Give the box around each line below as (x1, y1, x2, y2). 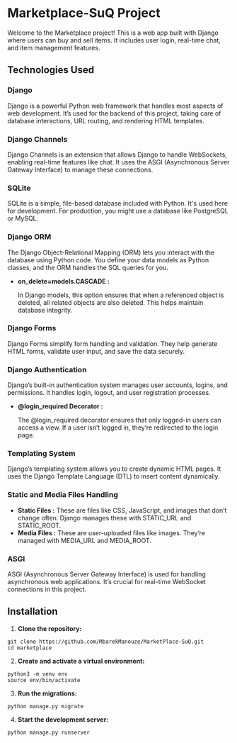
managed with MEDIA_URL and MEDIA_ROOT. (17, 536, 152, 544)
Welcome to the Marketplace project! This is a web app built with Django (7, 28, 219, 37)
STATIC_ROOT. (17, 521, 62, 530)
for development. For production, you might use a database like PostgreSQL (7, 207, 229, 216)
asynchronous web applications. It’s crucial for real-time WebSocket (7, 578, 207, 586)
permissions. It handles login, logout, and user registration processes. (7, 389, 211, 397)
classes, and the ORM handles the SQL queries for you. (7, 263, 168, 272)
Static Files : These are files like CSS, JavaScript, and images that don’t (17, 505, 227, 515)
